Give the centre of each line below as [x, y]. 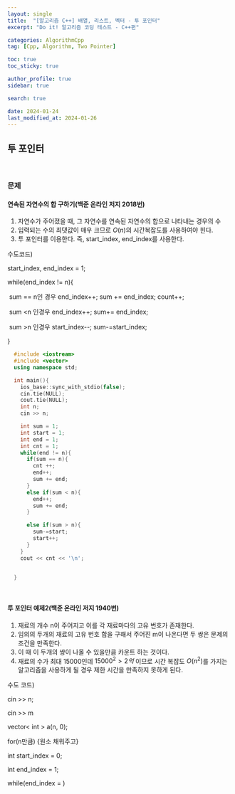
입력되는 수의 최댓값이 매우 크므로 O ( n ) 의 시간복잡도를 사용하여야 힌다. [115, 230]
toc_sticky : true [33, 66]
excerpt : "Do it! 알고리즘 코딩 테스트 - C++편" [73, 27]
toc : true [22, 60]
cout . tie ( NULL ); [45, 400]
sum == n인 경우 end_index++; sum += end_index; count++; [97, 297]
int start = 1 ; [43, 433]
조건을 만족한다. [40, 643]
